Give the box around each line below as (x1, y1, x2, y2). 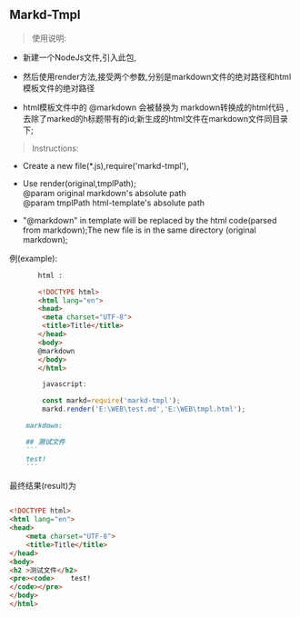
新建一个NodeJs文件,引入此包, (22, 52, 136, 63)
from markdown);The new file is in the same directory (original (22, 224, 256, 235)
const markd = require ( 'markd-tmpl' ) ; (42, 396, 181, 405)
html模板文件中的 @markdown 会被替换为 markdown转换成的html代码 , (22, 102, 289, 113)
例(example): (9, 253, 57, 264)
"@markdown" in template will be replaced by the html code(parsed (22, 214, 277, 225)
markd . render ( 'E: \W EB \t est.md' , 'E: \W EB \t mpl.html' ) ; (42, 404, 246, 414)
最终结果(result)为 (9, 481, 77, 492)
